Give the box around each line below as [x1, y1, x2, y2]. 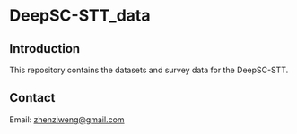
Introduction [9, 41, 81, 56]
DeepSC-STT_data [9, 5, 151, 26]
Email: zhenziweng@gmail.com [9, 113, 125, 125]
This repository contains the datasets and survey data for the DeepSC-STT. [9, 64, 289, 75]
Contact [9, 90, 56, 105]
